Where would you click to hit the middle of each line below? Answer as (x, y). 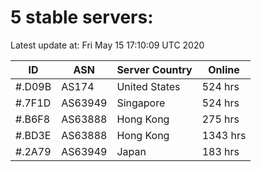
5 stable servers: (82, 17)
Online (224, 69)
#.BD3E (33, 135)
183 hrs (220, 151)
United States (148, 86)
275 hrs (220, 119)
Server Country (154, 69)
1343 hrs (224, 135)
